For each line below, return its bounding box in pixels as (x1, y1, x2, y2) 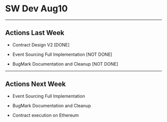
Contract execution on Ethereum (12, 112, 79, 118)
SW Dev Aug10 (5, 3, 68, 14)
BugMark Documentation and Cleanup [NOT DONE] (12, 61, 118, 67)
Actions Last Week (5, 29, 65, 37)
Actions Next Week (5, 80, 66, 88)
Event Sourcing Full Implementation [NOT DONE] (12, 51, 113, 57)
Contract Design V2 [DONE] (12, 41, 70, 47)
